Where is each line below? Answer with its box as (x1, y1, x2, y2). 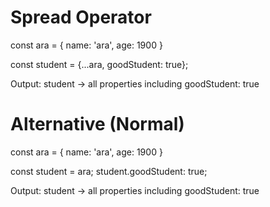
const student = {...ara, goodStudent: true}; (10, 58, 189, 70)
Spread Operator (10, 6, 152, 29)
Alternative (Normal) (10, 113, 185, 136)
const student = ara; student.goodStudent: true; (10, 165, 208, 177)
